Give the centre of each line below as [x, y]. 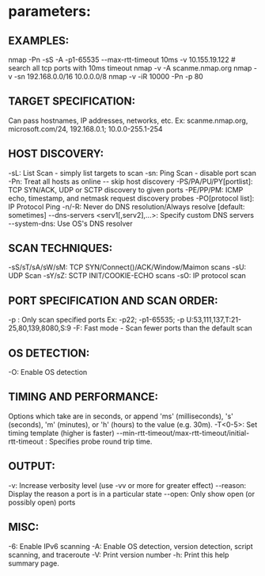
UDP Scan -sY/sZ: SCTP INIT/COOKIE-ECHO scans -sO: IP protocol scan [127, 276]
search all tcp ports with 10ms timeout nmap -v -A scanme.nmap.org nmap [130, 68]
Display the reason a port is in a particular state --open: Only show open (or [132, 494]
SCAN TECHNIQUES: [61, 248]
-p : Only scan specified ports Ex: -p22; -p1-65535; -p [97, 320]
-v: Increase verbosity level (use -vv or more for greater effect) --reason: [127, 485]
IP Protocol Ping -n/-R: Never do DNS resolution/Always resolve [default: [127, 206]
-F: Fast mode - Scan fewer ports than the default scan [163, 328]
